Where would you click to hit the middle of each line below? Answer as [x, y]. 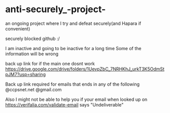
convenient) [18, 28]
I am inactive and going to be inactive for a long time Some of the [73, 48]
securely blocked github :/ [32, 39]
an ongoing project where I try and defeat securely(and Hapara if [73, 23]
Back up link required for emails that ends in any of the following [73, 84]
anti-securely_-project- [56, 9]
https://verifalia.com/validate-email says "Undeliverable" [64, 104]
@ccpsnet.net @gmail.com [33, 89]
